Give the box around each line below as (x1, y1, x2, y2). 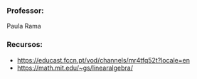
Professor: (6, 6, 44, 16)
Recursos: (6, 40, 43, 50)
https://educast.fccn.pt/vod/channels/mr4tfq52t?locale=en (16, 56, 190, 64)
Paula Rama (6, 22, 42, 31)
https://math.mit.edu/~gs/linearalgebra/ (16, 63, 133, 72)
